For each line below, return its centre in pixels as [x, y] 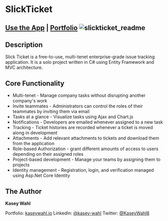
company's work [30, 101]
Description [24, 44]
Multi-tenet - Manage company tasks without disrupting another [79, 95]
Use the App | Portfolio [41, 28]
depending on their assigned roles [48, 154]
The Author [23, 191]
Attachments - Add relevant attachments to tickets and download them [86, 138]
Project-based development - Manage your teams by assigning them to [87, 160]
